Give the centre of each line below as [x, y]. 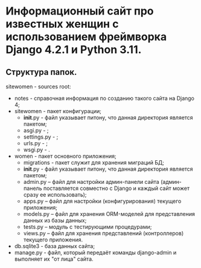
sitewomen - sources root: [38, 87]
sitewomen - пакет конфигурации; [58, 111]
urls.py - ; [35, 143]
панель [33, 188]
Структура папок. [41, 72]
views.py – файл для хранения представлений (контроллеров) [104, 233]
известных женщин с [62, 24]
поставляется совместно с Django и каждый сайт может [116, 188]
